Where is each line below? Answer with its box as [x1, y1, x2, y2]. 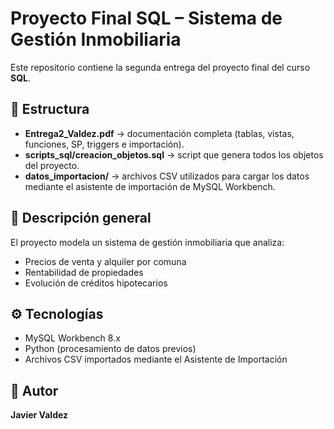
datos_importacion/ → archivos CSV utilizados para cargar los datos [24, 170, 310, 182]
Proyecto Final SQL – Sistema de [10, 7, 283, 30]
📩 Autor [10, 382, 59, 399]
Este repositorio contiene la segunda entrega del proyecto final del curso [10, 61, 311, 73]
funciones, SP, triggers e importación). [24, 138, 185, 150]
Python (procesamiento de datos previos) [24, 343, 197, 355]
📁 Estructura [10, 101, 90, 118]
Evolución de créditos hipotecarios [24, 277, 168, 289]
